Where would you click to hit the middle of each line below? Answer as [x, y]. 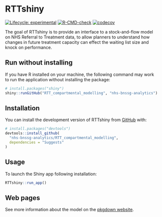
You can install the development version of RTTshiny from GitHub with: [76, 120]
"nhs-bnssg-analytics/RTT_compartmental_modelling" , [64, 138]
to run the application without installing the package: [58, 79]
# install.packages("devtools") [38, 129]
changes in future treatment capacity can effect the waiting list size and [77, 42]
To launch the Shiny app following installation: [51, 174]
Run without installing [39, 63]
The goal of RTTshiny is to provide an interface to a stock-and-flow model [79, 32]
